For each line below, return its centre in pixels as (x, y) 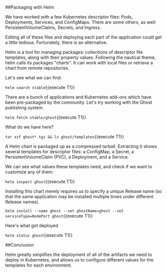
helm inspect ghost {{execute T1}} (40, 181)
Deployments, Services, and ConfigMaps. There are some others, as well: (81, 22)
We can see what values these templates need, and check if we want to (79, 166)
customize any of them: (29, 172)
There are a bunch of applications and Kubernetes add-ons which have (78, 97)
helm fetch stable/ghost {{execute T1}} (46, 117)
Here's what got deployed (32, 226)
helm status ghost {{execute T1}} (39, 235)
